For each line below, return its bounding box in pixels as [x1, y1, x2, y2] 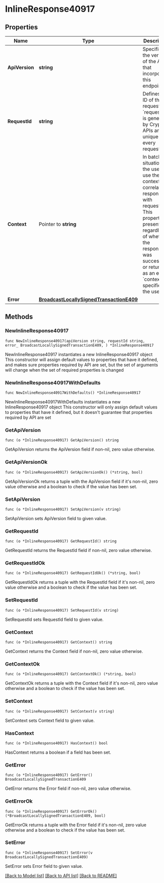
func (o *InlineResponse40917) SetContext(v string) [5, 709, 115, 714]
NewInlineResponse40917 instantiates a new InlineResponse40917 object [5, 351, 153, 357]
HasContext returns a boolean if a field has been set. [5, 749, 111, 755]
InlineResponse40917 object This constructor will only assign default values [5, 404, 158, 410]
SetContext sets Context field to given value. [5, 717, 95, 723]
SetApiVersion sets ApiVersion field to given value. [5, 515, 107, 521]
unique [142, 133, 159, 140]
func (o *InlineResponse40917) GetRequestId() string [5, 539, 117, 544]
